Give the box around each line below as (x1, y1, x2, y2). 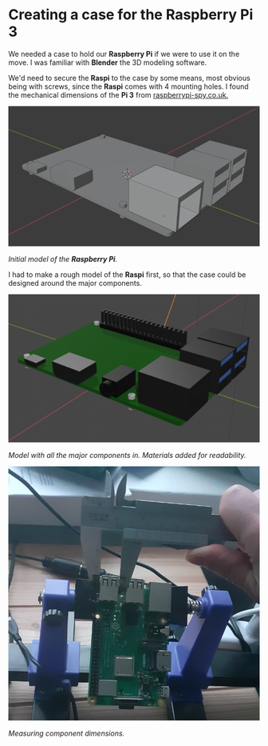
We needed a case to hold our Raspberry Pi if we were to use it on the (8, 49, 240, 58)
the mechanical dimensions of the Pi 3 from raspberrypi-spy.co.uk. (8, 90, 229, 99)
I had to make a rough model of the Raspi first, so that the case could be (8, 270, 246, 279)
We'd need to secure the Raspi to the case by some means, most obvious (8, 73, 251, 82)
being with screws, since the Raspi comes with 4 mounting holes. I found (8, 82, 249, 91)
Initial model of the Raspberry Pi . (8, 254, 118, 263)
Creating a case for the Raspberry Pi (8, 6, 254, 24)
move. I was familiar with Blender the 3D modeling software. (8, 58, 207, 67)
